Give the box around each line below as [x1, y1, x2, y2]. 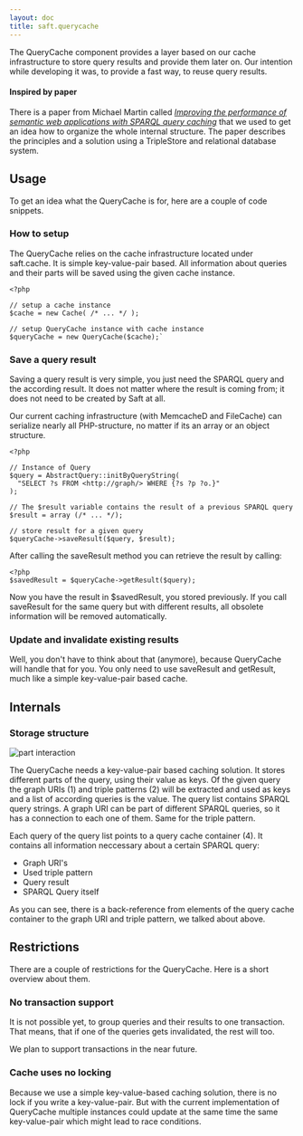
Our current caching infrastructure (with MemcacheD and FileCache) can [9, 411, 282, 422]
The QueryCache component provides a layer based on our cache [9, 46, 256, 57]
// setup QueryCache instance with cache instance [9, 324, 204, 333]
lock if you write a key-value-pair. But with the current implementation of [9, 1096, 280, 1107]
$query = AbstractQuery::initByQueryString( [9, 472, 180, 481]
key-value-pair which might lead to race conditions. [9, 1115, 202, 1127]
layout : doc [9, 13, 54, 23]
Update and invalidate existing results [9, 634, 179, 646]
